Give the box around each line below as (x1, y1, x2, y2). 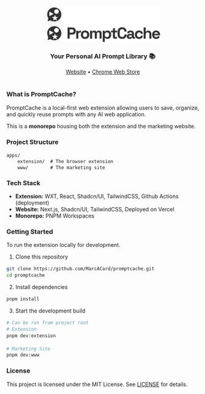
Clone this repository (15, 253, 69, 260)
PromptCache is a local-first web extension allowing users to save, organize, (6, 104, 199, 112)
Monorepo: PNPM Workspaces (15, 212, 95, 219)
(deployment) (15, 199, 50, 206)
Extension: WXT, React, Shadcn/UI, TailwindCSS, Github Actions (15, 192, 179, 200)
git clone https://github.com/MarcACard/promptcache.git (6, 266, 155, 272)
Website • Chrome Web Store (65, 68, 141, 75)
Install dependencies (15, 284, 69, 291)
